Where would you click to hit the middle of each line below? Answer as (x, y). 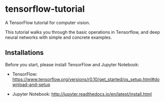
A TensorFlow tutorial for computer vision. (48, 23)
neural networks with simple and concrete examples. (58, 37)
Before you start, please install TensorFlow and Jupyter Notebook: (72, 64)
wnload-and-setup (31, 84)
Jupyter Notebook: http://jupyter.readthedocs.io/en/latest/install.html (82, 94)
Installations (25, 53)
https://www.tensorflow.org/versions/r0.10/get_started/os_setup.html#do (86, 79)
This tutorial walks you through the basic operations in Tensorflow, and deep (82, 32)
